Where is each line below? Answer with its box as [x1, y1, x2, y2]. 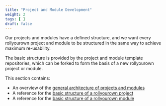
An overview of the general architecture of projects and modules [12, 85, 145, 91]
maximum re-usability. [5, 45, 51, 51]
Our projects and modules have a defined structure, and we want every [5, 35, 151, 41]
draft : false [5, 21, 32, 26]
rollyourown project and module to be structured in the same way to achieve [5, 40, 162, 46]
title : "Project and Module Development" [5, 7, 92, 12]
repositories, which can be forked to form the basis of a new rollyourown [5, 60, 154, 66]
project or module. [5, 66, 43, 72]
